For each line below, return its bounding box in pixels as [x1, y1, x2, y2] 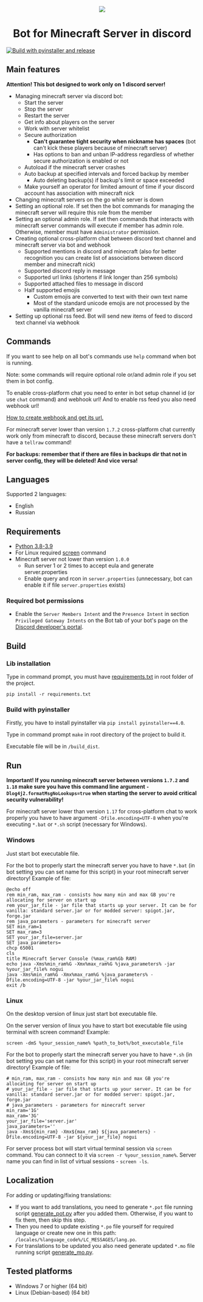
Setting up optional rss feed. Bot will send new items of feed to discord [15, 312, 193, 320]
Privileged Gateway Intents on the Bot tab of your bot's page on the [15, 617, 188, 624]
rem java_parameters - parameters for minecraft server [6, 918, 151, 925]
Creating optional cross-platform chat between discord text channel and [15, 234, 196, 242]
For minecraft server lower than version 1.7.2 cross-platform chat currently [6, 425, 196, 433]
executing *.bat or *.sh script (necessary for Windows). [6, 821, 147, 828]
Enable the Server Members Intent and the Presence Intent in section [15, 611, 190, 618]
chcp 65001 [6, 945, 34, 951]
